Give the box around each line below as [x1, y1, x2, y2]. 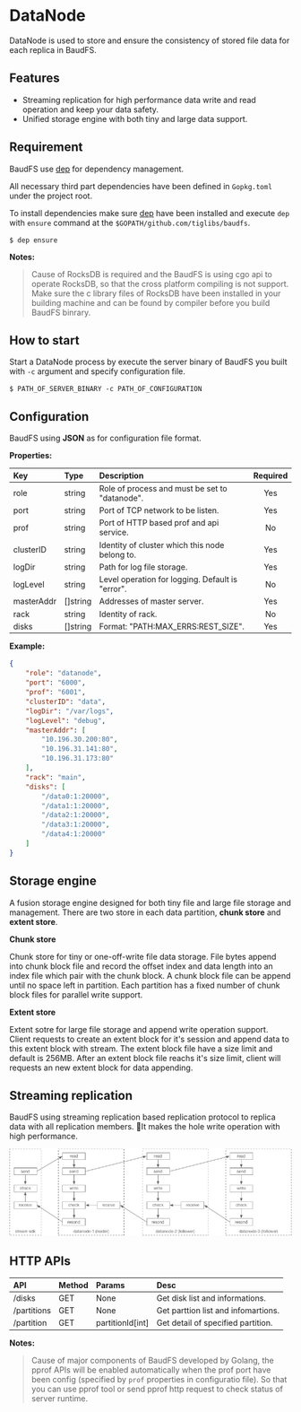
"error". [99, 584, 127, 595]
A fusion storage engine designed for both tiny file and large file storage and [9, 897, 291, 908]
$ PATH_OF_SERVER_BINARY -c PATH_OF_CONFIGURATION [9, 385, 202, 394]
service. [99, 527, 129, 538]
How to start [9, 333, 80, 348]
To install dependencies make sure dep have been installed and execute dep [9, 207, 289, 218]
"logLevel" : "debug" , [25, 716, 106, 725]
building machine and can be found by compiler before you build [30, 297, 271, 308]
